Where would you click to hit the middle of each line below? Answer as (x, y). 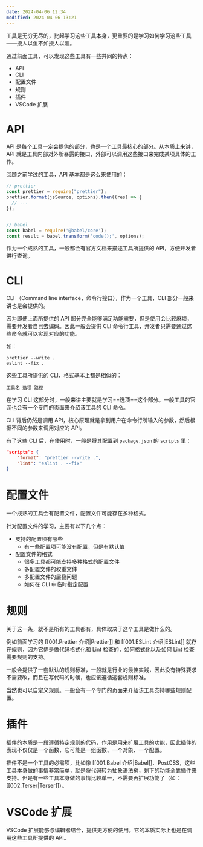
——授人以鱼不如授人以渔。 (41, 43)
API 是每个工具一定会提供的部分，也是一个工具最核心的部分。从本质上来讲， (101, 146)
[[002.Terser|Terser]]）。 (37, 785)
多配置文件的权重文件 (50, 569)
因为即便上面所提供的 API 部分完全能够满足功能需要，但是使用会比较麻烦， (99, 319)
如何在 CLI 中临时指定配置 (56, 584)
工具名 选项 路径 (25, 388)
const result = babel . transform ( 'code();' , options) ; (76, 236)
